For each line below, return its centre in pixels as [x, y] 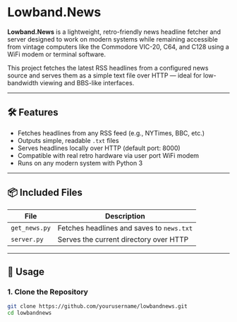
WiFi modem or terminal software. [57, 54]
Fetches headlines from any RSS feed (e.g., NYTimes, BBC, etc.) [111, 133]
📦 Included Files [45, 193]
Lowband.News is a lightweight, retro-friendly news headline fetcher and [114, 32]
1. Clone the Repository [48, 292]
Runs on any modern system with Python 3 [80, 163]
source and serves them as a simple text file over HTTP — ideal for [105, 75]
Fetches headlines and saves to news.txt [125, 228]
